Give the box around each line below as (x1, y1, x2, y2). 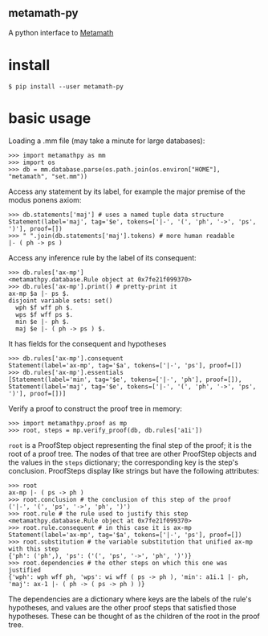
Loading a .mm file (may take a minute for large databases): (8, 136, 205, 146)
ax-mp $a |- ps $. (8, 289, 70, 297)
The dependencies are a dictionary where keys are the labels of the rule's (8, 594, 252, 604)
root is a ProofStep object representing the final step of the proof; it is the (8, 440, 253, 449)
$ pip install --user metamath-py (8, 82, 124, 91)
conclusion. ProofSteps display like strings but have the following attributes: (8, 466, 259, 475)
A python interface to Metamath (8, 27, 114, 37)
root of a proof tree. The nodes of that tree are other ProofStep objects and (8, 449, 257, 458)
